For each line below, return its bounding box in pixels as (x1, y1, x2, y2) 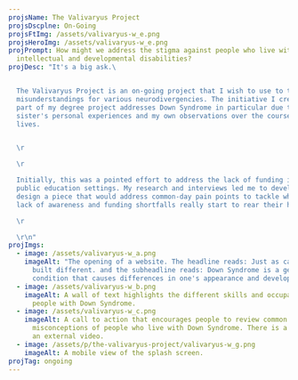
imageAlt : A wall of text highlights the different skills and (24, 290, 264, 299)
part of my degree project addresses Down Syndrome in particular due (16, 103, 284, 112)
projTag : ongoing (8, 357, 73, 366)
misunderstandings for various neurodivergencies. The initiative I (16, 94, 276, 103)
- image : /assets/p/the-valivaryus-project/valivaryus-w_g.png (16, 340, 255, 349)
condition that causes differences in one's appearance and (31, 273, 260, 283)
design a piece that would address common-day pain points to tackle (16, 192, 279, 201)
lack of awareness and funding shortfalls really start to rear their (16, 200, 284, 209)
